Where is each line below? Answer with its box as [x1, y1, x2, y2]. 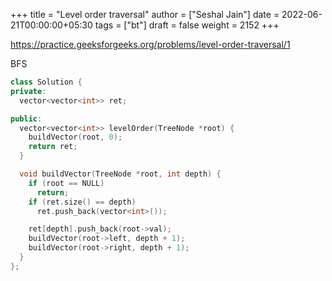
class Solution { [10, 77, 83, 87]
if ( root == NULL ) [28, 178, 105, 188]
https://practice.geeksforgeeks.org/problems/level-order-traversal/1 [10, 39, 291, 50]
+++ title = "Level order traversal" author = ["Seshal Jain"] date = [10, 9, 280, 20]
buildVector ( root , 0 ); [28, 132, 123, 143]
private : [10, 86, 47, 96]
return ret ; [28, 142, 78, 152]
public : [10, 114, 43, 124]
